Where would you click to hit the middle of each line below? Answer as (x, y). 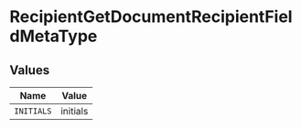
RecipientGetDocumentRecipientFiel (151, 17)
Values (30, 70)
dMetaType (54, 36)
